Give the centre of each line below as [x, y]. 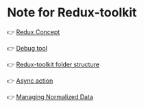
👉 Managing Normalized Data [50, 96]
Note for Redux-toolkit [72, 13]
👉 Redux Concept [34, 31]
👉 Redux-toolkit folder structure [53, 64]
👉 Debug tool [27, 48]
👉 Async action [30, 81]
